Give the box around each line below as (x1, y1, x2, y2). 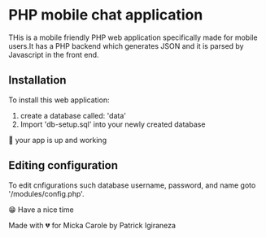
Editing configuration (8, 158, 119, 172)
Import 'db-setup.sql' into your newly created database (20, 119, 206, 129)
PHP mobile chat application (8, 6, 203, 24)
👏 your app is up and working (8, 135, 107, 145)
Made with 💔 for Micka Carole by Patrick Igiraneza (8, 220, 177, 230)
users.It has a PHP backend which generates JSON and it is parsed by (8, 41, 244, 50)
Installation (8, 73, 67, 87)
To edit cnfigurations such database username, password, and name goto (8, 180, 256, 190)
